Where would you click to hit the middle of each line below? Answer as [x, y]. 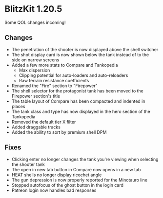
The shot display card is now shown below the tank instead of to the [80, 54]
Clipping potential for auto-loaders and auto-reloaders [73, 75]
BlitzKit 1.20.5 [33, 9]
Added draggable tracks [36, 127]
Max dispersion [34, 70]
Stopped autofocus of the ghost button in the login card [68, 185]
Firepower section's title [36, 96]
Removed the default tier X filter [44, 122]
